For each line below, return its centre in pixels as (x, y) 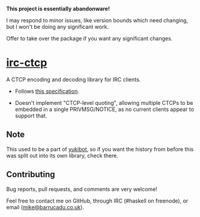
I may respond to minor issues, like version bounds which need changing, (97, 20)
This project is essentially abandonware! (58, 9)
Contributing (31, 175)
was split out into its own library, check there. (62, 156)
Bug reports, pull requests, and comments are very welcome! (82, 189)
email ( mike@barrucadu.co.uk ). (45, 207)
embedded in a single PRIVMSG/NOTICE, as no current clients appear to (104, 109)
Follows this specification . (47, 91)
